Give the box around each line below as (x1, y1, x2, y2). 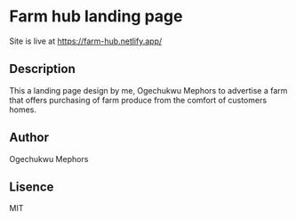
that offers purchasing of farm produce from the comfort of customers (9, 94, 268, 105)
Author (9, 130, 49, 145)
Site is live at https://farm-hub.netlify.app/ (9, 36, 163, 46)
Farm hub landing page (9, 6, 183, 27)
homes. (9, 104, 37, 115)
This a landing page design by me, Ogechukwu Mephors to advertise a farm (9, 85, 288, 95)
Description (9, 61, 76, 77)
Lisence (9, 179, 54, 194)
